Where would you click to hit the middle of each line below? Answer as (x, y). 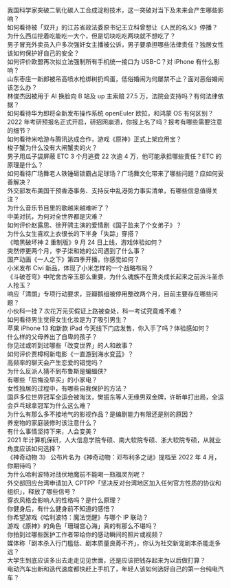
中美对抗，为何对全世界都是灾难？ (55, 216)
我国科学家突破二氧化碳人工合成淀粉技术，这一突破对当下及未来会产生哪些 (112, 10)
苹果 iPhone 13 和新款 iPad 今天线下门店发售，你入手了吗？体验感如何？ (109, 328)
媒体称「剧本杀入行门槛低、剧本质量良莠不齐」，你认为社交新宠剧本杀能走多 (114, 543)
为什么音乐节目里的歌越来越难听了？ (58, 208)
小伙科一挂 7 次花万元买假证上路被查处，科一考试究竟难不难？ (95, 311)
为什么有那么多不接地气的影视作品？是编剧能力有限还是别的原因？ (100, 414)
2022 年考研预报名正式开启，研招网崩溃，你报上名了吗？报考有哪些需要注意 (115, 122)
